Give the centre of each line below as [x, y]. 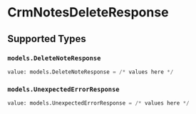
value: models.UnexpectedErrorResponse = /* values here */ [99, 103]
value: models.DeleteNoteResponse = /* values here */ [91, 72]
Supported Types [47, 39]
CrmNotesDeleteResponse [88, 12]
